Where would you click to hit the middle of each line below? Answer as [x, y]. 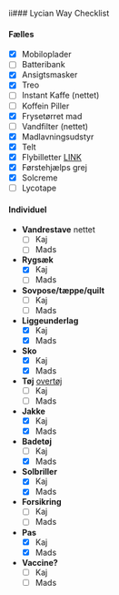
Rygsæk [37, 260]
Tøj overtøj [42, 381]
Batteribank [43, 65]
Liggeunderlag [50, 320]
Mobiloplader [46, 55]
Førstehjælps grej [55, 167]
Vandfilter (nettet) [55, 126]
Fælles [21, 34]
